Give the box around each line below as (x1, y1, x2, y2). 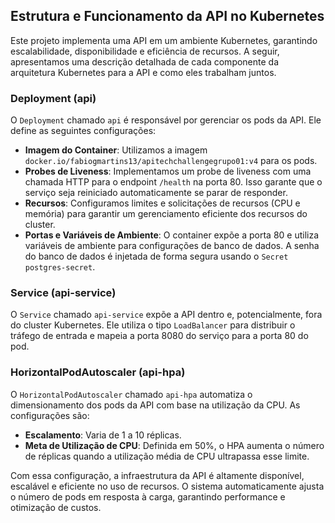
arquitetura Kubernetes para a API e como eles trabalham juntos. (10, 66, 277, 78)
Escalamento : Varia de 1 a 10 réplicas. (24, 429, 182, 441)
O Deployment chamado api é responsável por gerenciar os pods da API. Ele (10, 114, 322, 126)
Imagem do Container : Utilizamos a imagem (24, 144, 208, 156)
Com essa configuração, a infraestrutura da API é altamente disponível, (10, 469, 305, 481)
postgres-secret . (24, 261, 96, 273)
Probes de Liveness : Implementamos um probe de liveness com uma (24, 165, 312, 178)
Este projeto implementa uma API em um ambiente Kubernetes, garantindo (10, 34, 318, 46)
